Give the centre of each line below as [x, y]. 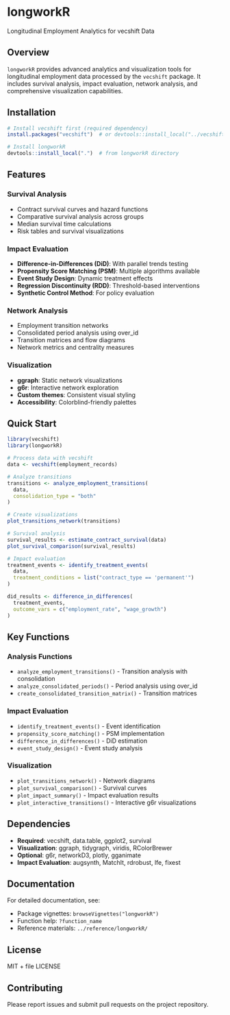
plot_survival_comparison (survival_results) [72, 546]
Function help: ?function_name [60, 921]
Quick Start [32, 423]
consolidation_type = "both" [55, 496]
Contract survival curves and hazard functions [82, 209]
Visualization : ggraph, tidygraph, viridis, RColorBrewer [94, 848]
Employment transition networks [63, 326]
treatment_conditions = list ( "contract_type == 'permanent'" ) [104, 578]
